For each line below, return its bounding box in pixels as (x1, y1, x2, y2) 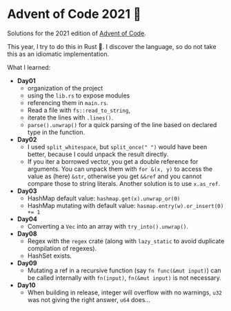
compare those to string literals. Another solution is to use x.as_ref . (27, 179, 221, 187)
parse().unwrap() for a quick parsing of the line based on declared (27, 120, 217, 129)
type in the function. (27, 128, 85, 136)
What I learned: (7, 63, 51, 71)
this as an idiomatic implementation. (7, 50, 110, 58)
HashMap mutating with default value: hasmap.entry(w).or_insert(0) (27, 201, 224, 209)
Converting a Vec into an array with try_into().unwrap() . (27, 222, 188, 230)
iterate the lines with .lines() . (27, 113, 114, 122)
